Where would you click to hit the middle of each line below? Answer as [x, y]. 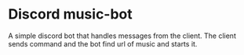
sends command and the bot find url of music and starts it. [103, 43]
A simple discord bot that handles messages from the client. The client [122, 36]
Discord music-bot [71, 14]
